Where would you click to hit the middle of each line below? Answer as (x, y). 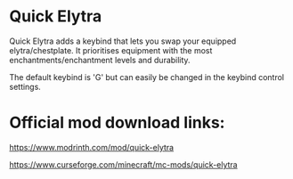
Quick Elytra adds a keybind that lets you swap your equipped (123, 41)
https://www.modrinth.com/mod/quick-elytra (92, 147)
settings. (25, 86)
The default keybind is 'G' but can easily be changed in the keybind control (147, 77)
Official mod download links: (117, 123)
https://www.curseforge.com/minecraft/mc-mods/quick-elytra (123, 164)
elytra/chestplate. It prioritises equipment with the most (111, 50)
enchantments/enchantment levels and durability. (100, 60)
